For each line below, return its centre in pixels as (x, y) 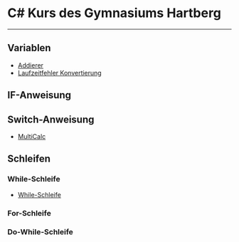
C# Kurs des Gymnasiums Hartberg (115, 13)
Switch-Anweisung (51, 119)
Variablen (29, 48)
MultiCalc (32, 136)
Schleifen (29, 159)
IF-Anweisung (39, 95)
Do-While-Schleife (40, 232)
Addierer (31, 65)
